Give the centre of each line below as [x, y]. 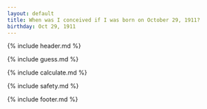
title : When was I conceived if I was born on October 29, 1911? [104, 20]
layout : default [31, 13]
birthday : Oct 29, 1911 [42, 26]
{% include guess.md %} [43, 59]
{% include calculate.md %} [47, 72]
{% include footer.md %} [43, 99]
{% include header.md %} [44, 46]
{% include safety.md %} [43, 86]
